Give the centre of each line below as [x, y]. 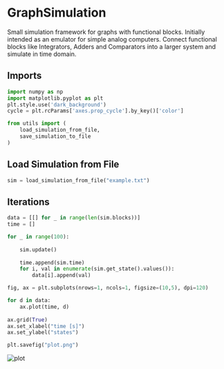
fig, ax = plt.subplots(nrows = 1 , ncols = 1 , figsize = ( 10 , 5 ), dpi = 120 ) [108, 288]
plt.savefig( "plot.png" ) [43, 345]
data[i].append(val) [62, 276]
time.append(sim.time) [52, 262]
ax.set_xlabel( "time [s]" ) [46, 326]
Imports [25, 76]
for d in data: [29, 300]
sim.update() [38, 250]
